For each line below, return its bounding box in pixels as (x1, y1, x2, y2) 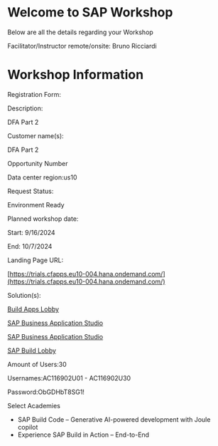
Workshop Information (7, 67, 144, 83)
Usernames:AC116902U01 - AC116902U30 (7, 373, 131, 382)
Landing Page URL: (7, 256, 64, 264)
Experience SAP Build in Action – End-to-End (17, 430, 150, 439)
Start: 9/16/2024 (7, 228, 55, 237)
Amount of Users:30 (7, 360, 67, 368)
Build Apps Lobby (7, 304, 59, 313)
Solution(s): (7, 291, 41, 299)
